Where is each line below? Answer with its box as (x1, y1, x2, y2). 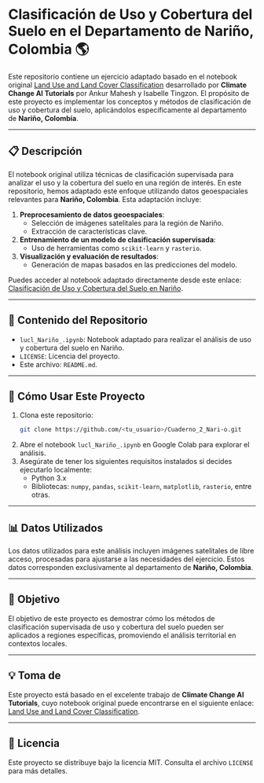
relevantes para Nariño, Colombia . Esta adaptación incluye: (8, 194, 202, 204)
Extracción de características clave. (31, 226, 148, 236)
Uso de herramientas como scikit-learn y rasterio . (31, 243, 202, 252)
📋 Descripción (8, 145, 82, 158)
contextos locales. (8, 638, 68, 648)
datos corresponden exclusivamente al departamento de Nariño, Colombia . (8, 563, 254, 572)
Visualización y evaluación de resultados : (19, 252, 159, 261)
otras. (31, 490, 51, 500)
